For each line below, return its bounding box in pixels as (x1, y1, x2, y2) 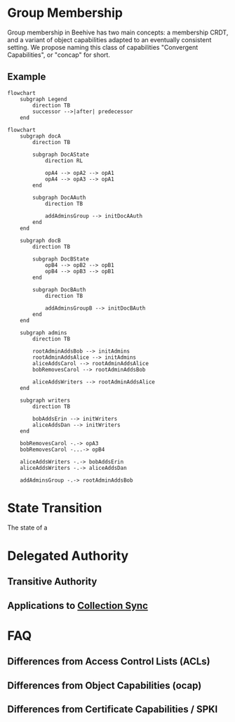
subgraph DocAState (32, 151, 90, 158)
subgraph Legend (20, 96, 68, 103)
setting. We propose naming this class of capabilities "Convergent (7, 43, 199, 51)
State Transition (7, 500, 102, 516)
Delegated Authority (7, 548, 129, 563)
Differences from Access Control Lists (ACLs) (7, 655, 210, 668)
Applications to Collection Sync (7, 599, 149, 612)
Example (7, 71, 46, 83)
